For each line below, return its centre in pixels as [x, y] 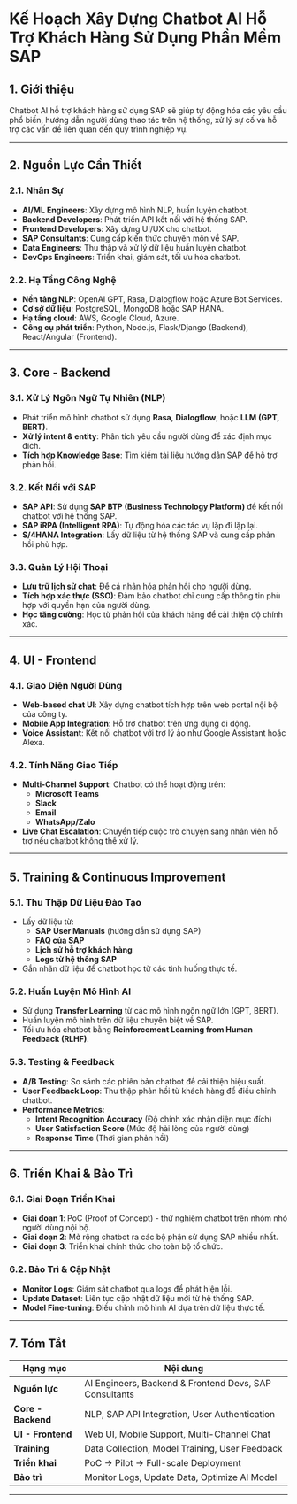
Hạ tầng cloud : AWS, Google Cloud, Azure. [100, 318]
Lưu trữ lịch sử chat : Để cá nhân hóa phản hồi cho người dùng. [137, 586]
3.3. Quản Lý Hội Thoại [59, 567]
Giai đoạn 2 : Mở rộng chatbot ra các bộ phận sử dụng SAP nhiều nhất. [150, 1237]
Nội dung [184, 1369]
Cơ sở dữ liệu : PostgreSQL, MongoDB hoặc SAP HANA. [123, 308]
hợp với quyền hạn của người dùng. [86, 605]
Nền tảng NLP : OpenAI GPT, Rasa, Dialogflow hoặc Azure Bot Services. [152, 299]
